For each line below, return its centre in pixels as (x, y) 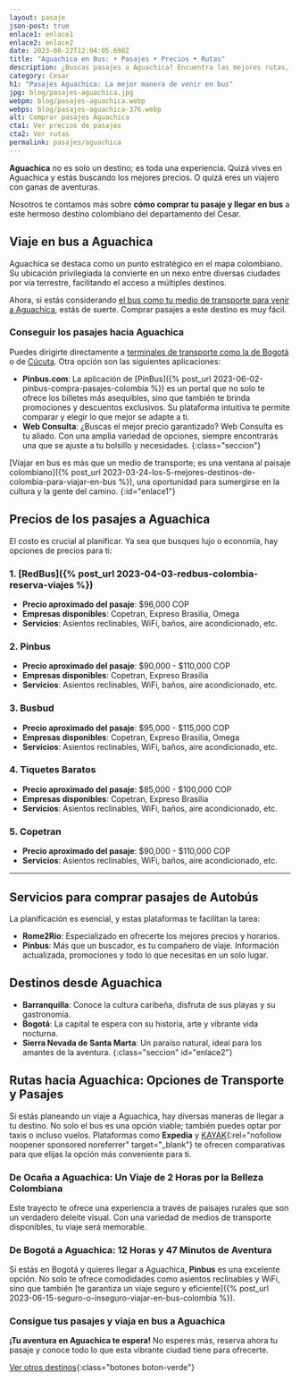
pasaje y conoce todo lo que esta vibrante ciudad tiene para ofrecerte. (139, 1350)
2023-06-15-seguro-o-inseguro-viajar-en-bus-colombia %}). (122, 1298)
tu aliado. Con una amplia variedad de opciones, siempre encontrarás (150, 436)
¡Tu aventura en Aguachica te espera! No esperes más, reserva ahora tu (144, 1341)
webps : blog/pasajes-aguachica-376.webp (86, 109)
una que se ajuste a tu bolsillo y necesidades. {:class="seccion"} (142, 445)
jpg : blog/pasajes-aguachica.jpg (71, 92)
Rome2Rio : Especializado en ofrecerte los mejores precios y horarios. (151, 935)
